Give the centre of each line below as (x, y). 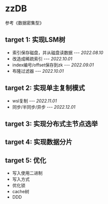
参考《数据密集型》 (25, 23)
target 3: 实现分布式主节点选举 (52, 124)
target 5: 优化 (26, 160)
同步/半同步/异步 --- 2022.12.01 (44, 107)
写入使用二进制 (27, 173)
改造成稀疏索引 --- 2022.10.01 (42, 58)
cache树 (21, 192)
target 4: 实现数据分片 (39, 142)
